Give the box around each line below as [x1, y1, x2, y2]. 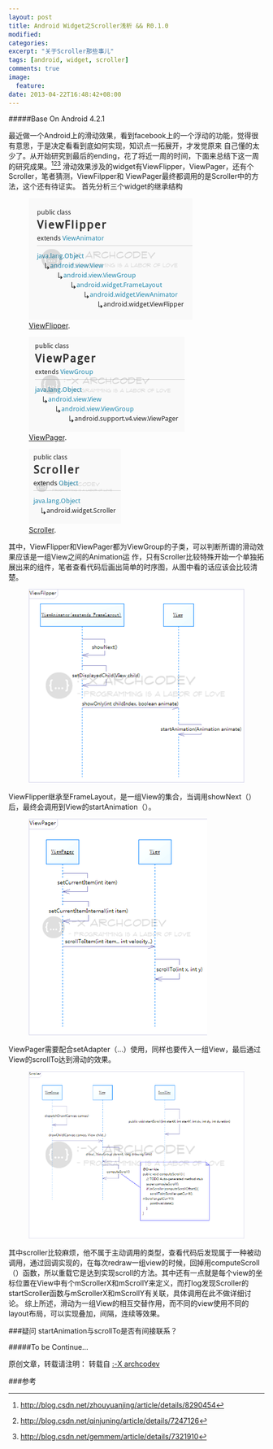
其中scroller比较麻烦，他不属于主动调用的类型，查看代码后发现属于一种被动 [8, 1247, 262, 1257]
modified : [8, 30, 42, 38]
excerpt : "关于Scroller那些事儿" [8, 47, 115, 56]
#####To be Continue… [8, 1342, 89, 1351]
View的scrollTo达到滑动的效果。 [8, 1054, 116, 1064]
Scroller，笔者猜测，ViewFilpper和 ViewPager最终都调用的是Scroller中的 [8, 172, 252, 181]
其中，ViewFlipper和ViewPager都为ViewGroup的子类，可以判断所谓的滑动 [8, 542, 258, 552]
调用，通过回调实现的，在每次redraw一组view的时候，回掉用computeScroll [8, 1257, 260, 1268]
